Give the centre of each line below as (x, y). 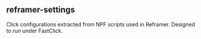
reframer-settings (41, 10)
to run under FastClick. (35, 31)
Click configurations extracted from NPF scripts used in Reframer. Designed (101, 24)
